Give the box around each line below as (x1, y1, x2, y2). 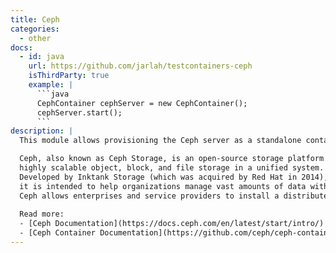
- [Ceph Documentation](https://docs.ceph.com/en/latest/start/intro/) (19, 219, 325, 229)
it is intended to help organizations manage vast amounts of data (19, 181, 307, 191)
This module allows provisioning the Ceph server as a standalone (19, 136, 302, 146)
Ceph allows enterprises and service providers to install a (19, 191, 280, 201)
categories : (10, 24, 60, 34)
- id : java (19, 52, 65, 62)
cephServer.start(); (36, 107, 123, 118)
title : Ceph (10, 14, 60, 25)
